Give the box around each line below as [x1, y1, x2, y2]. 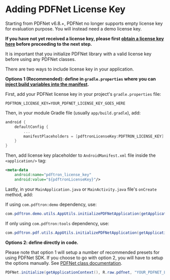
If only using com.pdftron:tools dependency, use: [5, 220, 109, 226]
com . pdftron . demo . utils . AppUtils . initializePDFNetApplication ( [5, 211, 142, 216]
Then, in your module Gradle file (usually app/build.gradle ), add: [5, 110, 141, 116]
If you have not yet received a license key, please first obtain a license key [5, 36, 164, 42]
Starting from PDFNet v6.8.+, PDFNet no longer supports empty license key [5, 20, 163, 26]
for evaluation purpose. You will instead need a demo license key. [5, 25, 142, 31]
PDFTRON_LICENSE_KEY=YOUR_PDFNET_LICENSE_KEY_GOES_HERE [5, 100, 125, 106]
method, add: [5, 191, 33, 197]
